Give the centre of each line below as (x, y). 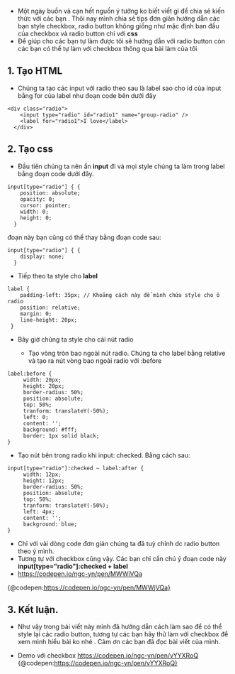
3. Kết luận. (33, 610)
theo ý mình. (36, 551)
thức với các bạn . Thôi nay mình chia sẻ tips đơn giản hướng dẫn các (119, 18)
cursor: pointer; (46, 205)
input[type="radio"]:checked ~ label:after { (75, 468)
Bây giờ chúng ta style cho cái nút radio (75, 339)
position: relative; (50, 308)
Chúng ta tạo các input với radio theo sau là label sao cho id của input (119, 88)
